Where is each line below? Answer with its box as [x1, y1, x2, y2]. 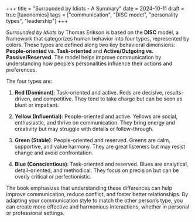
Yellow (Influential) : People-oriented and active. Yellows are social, [14, 113, 178, 120]
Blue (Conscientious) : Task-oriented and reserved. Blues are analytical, [14, 161, 189, 167]
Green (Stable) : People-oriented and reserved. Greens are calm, [14, 137, 171, 143]
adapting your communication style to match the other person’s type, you [6, 197, 183, 204]
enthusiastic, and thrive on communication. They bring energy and [14, 119, 176, 126]
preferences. [6, 66, 37, 73]
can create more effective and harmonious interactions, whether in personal [6, 203, 190, 210]
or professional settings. [6, 210, 64, 216]
